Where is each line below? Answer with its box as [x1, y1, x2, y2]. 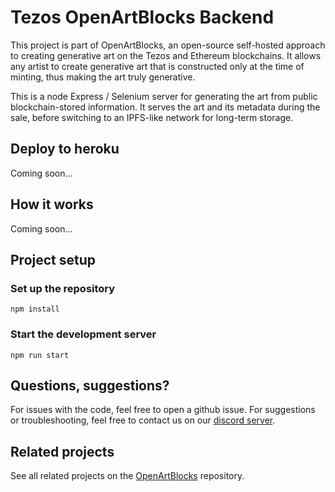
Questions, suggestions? [10, 377, 170, 394]
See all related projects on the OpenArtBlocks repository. [10, 470, 245, 482]
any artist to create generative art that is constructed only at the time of [10, 60, 305, 72]
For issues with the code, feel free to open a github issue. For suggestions [10, 404, 316, 416]
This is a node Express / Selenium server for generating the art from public [10, 90, 318, 102]
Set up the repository [10, 281, 116, 295]
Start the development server [10, 327, 157, 341]
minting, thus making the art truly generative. [10, 71, 196, 83]
